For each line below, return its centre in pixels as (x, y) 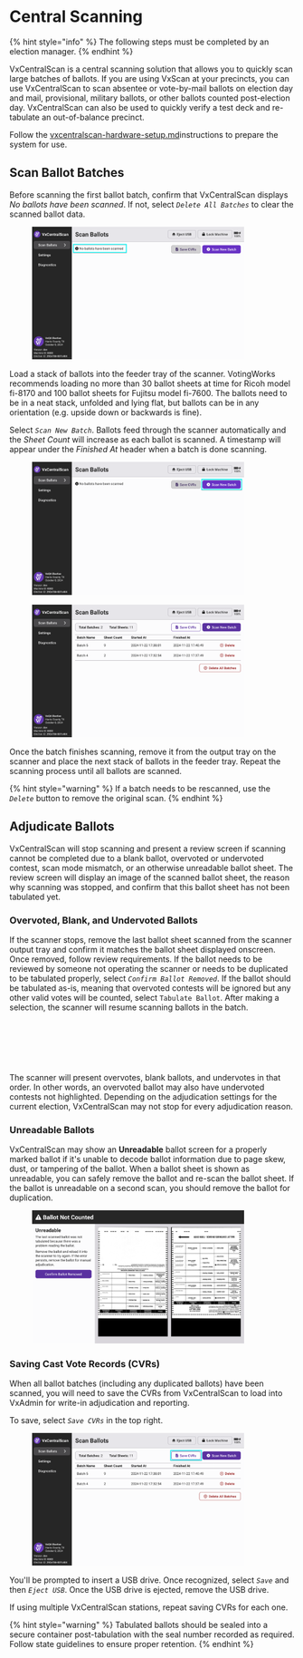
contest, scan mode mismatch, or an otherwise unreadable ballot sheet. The (151, 868)
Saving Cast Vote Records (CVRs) (85, 1363)
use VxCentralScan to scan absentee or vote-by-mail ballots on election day (151, 88)
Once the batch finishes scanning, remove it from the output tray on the (143, 751)
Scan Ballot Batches (67, 173)
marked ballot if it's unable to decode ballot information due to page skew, (148, 1159)
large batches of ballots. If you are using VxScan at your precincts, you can (149, 78)
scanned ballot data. (47, 214)
